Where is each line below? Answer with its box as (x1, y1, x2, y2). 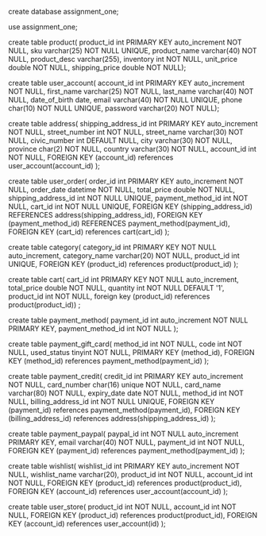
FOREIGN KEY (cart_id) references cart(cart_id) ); (8, 227, 170, 237)
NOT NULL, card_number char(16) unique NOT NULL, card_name (8, 380, 222, 389)
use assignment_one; (8, 22, 78, 31)
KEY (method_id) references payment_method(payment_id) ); (8, 357, 210, 365)
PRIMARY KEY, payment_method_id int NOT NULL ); (8, 324, 179, 333)
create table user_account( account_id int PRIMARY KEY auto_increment (8, 79, 245, 87)
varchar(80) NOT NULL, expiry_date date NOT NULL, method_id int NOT (8, 388, 245, 398)
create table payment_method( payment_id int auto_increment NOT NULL (8, 315, 249, 325)
